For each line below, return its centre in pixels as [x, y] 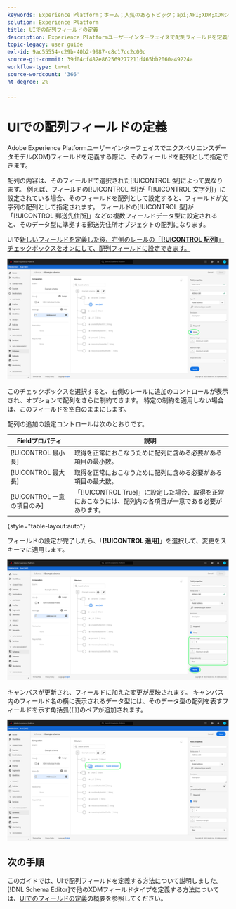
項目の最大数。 [96, 481]
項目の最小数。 [96, 461]
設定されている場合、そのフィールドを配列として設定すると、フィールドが [115, 198]
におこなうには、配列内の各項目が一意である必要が [148, 501]
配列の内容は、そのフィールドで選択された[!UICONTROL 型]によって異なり [115, 180]
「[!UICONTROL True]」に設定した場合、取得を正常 [149, 493]
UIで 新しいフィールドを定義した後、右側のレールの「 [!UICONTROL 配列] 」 [116, 240]
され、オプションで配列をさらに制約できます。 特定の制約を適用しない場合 [116, 400]
